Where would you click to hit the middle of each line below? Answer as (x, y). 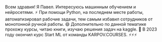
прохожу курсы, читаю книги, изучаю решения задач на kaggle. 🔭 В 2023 (81, 29)
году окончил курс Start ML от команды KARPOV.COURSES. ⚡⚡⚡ (71, 35)
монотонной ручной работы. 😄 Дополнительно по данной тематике (76, 24)
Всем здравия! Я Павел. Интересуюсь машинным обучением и (71, 7)
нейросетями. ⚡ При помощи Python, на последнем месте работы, (74, 12)
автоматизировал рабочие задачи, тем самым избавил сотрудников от (79, 19)
